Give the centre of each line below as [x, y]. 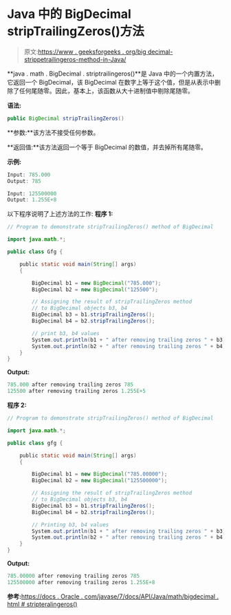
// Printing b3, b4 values [70, 525]
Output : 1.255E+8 [32, 200]
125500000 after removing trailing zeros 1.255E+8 [81, 582]
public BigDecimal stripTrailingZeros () [66, 118]
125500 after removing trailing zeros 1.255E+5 [77, 391]
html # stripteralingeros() [42, 604]
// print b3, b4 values [66, 333]
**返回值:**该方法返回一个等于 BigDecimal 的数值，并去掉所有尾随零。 [107, 147]
